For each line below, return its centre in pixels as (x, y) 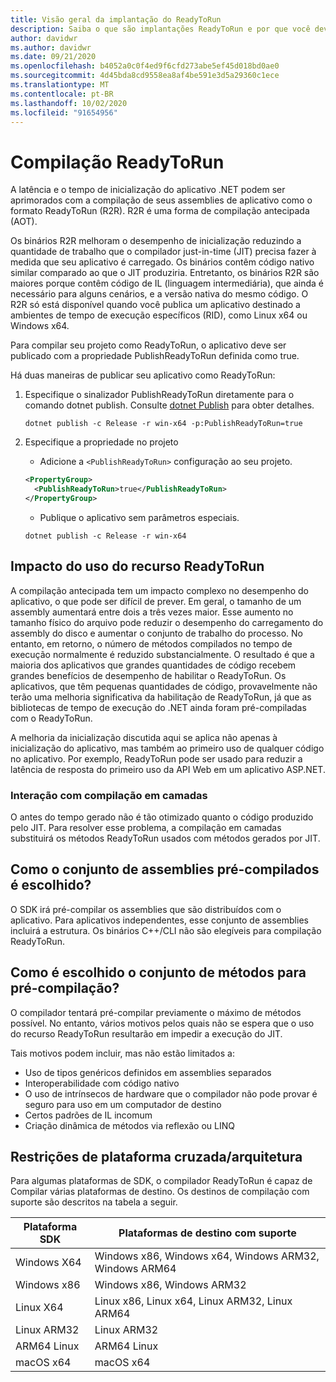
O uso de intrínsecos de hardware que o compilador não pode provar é (171, 1093)
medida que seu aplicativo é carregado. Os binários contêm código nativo (162, 262)
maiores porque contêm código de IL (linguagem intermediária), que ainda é (167, 283)
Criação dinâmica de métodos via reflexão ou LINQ (129, 1125)
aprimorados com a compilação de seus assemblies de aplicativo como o (161, 200)
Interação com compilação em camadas (109, 795)
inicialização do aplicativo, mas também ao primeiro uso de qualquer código (167, 748)
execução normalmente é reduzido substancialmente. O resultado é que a (162, 654)
